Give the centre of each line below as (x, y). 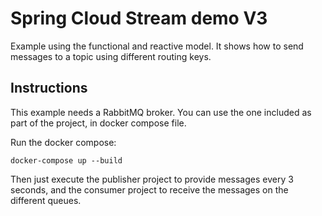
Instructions (49, 88)
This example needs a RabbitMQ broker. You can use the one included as (161, 112)
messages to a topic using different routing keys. (111, 56)
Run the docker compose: (63, 142)
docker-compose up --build (66, 160)
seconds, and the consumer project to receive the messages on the (149, 189)
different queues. (46, 200)
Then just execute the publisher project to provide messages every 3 (152, 179)
